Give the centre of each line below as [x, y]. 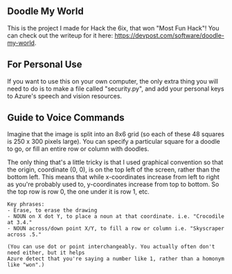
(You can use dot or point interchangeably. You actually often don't [111, 247]
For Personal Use [45, 65]
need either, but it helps [46, 253]
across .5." [24, 235]
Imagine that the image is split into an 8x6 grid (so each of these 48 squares [116, 134]
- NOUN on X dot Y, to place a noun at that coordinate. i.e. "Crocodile [116, 217]
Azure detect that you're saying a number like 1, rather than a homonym [116, 259]
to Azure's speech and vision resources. [65, 95]
